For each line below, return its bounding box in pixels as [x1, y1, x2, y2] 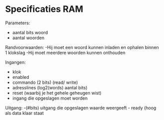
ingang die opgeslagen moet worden [12, 95, 88, 101]
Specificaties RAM [5, 3, 83, 15]
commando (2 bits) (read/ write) [12, 79, 78, 85]
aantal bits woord [12, 29, 48, 35]
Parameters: [5, 20, 30, 26]
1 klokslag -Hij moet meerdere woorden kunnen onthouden [5, 50, 126, 56]
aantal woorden [12, 35, 45, 41]
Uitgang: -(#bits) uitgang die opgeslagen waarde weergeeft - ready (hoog [5, 105, 157, 111]
